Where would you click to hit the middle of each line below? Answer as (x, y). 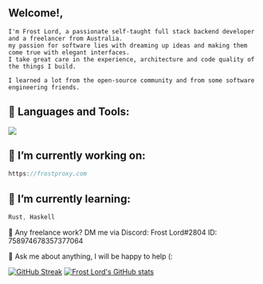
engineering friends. (44, 87)
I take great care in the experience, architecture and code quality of (131, 59)
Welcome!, (36, 13)
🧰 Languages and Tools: (69, 112)
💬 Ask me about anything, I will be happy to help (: (90, 256)
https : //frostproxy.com (48, 174)
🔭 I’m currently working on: (77, 156)
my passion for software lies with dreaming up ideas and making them (128, 45)
